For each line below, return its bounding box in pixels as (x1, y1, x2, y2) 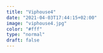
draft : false (6, 37, 40, 43)
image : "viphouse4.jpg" (6, 20, 67, 26)
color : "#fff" (6, 26, 43, 32)
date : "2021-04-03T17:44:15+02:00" (6, 15, 97, 21)
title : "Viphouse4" (6, 9, 56, 15)
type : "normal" (6, 32, 45, 38)
